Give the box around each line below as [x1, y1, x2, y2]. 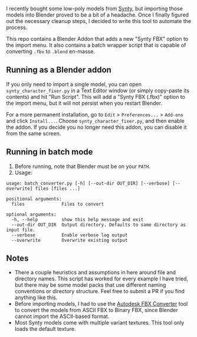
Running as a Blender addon [6, 65, 112, 75]
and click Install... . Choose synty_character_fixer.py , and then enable [6, 117, 185, 124]
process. [6, 24, 28, 31]
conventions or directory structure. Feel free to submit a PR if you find [14, 288, 185, 295]
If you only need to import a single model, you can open [6, 80, 142, 88]
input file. [6, 227, 35, 233]
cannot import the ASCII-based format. [14, 313, 110, 320]
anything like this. [14, 294, 58, 301]
